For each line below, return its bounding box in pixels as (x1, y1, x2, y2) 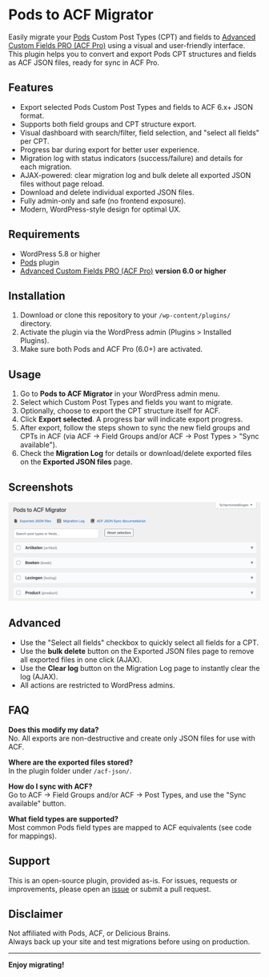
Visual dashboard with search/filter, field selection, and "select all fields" (19, 127, 260, 137)
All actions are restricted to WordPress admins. (19, 680, 175, 690)
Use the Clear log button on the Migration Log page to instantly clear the (19, 663, 260, 672)
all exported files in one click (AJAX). (19, 655, 143, 664)
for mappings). (8, 831, 58, 841)
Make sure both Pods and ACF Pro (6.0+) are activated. (19, 345, 203, 354)
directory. (19, 319, 52, 329)
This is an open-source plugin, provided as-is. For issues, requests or (8, 875, 238, 885)
